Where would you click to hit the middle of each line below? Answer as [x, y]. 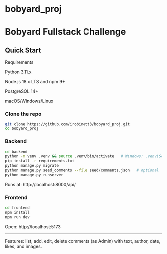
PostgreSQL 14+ [22, 91]
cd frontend [17, 208]
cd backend [16, 152]
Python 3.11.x [18, 72]
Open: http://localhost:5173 [33, 226]
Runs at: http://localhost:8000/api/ [41, 184]
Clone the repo [23, 114]
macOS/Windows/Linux [29, 101]
